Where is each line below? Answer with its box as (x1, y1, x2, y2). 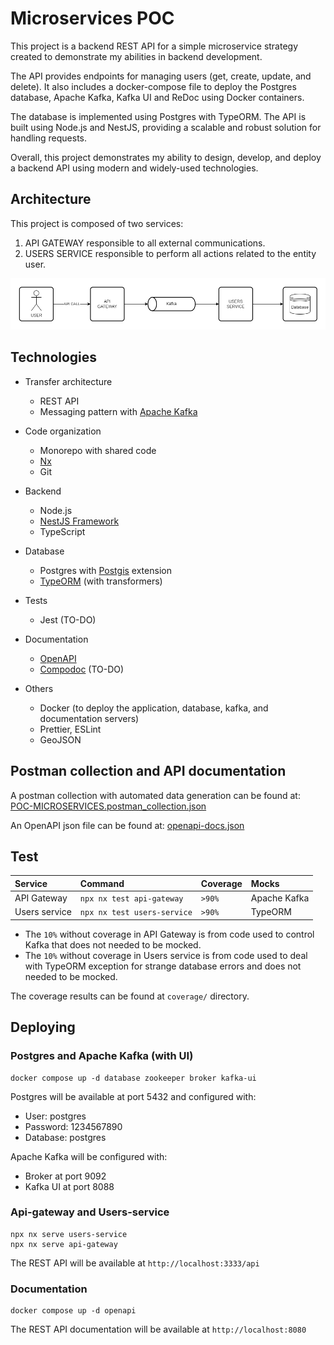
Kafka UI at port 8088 (24, 1180, 115, 1192)
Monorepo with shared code (39, 444, 157, 456)
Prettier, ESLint (39, 723, 102, 735)
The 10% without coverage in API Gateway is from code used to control (24, 928, 315, 940)
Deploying (10, 1019, 76, 1036)
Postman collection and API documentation (10, 763, 287, 780)
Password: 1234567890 (24, 1120, 123, 1132)
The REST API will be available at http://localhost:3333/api (10, 1257, 260, 1269)
